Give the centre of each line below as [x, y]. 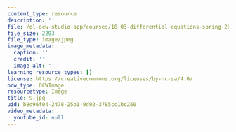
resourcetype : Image [38, 91]
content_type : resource [42, 14]
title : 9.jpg [26, 98]
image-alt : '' [34, 66]
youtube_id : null [39, 117]
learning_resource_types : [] [50, 72]
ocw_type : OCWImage [36, 85]
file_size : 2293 [31, 33]
